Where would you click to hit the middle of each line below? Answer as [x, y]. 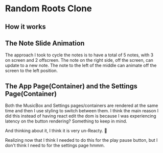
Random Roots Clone [48, 9]
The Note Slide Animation [45, 43]
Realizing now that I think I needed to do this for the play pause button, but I [81, 140]
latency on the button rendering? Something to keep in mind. [66, 121]
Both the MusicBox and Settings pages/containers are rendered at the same [81, 105]
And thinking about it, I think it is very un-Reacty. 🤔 [56, 131]
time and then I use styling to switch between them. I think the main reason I [82, 111]
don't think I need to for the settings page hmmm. [55, 146]
